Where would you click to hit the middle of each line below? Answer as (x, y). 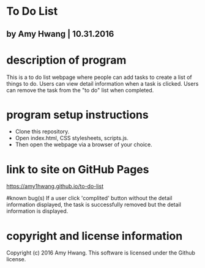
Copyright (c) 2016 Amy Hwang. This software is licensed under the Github (101, 253)
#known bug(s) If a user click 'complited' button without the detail (89, 198)
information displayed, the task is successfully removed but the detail (94, 205)
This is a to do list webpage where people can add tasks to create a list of (99, 77)
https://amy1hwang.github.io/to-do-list (55, 186)
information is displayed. (37, 211)
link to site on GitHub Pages (78, 169)
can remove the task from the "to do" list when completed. (80, 90)
